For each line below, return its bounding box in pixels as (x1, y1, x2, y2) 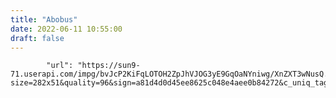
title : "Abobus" (10, 14, 78, 25)
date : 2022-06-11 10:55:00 (10, 24, 123, 34)
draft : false (10, 33, 65, 43)
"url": (46, 61, 74, 71)
